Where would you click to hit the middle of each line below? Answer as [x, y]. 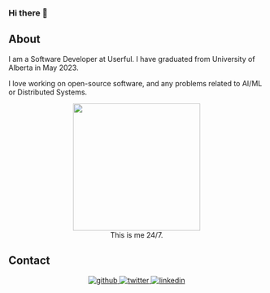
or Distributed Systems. [48, 92]
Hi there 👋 [28, 13]
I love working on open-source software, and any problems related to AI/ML [135, 83]
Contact [29, 261]
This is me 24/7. [137, 234]
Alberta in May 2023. [44, 68]
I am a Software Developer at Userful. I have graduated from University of [132, 59]
